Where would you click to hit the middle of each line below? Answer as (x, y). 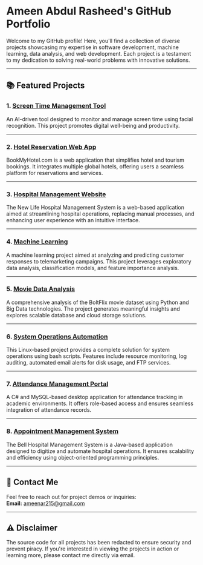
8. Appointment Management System (63, 431)
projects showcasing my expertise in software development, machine (93, 47)
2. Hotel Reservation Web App (51, 147)
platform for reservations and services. (55, 173)
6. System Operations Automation (57, 336)
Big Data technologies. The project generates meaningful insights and (93, 309)
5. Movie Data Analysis (41, 289)
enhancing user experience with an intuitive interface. (73, 220)
